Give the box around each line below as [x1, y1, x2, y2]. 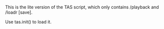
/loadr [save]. [5, 9, 33, 15]
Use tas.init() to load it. [5, 19, 52, 25]
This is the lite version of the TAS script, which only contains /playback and [5, 4, 159, 10]
